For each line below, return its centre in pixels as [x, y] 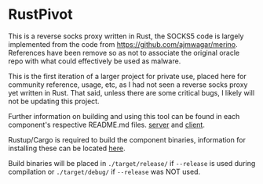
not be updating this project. [54, 101]
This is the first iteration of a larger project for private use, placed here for [128, 76]
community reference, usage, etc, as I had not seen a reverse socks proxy [128, 85]
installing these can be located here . [67, 148]
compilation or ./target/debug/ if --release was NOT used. [104, 171]
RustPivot [40, 14]
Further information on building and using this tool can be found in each [124, 116]
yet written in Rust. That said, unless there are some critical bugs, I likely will [131, 92]
